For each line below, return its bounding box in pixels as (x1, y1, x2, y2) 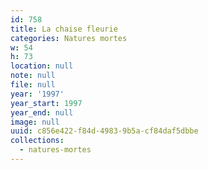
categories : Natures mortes (10, 33, 128, 43)
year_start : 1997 (10, 98, 83, 108)
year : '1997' (10, 89, 65, 99)
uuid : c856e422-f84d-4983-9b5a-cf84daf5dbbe (10, 126, 199, 136)
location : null (10, 61, 74, 71)
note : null (10, 71, 56, 81)
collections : (10, 136, 65, 146)
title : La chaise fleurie (10, 24, 118, 34)
